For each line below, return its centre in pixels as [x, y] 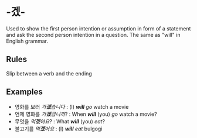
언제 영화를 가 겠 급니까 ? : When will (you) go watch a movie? [86, 114]
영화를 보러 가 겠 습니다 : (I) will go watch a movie [72, 106]
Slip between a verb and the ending [49, 73]
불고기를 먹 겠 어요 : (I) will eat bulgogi [58, 129]
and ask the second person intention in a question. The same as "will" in [93, 34]
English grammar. [27, 41]
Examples [24, 92]
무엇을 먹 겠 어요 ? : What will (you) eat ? [60, 121]
